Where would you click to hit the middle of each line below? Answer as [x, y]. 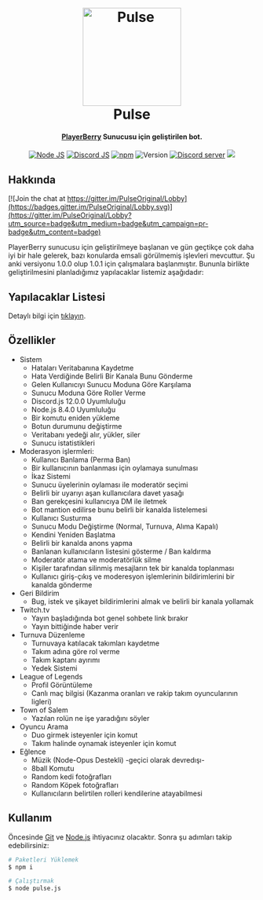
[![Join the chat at [37, 199]
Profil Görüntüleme [62, 685]
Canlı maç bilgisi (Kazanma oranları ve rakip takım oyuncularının [134, 693]
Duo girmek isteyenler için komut [84, 735]
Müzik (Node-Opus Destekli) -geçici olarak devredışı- [118, 759]
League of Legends [51, 676]
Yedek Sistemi [54, 668]
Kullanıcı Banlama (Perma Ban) [81, 459]
